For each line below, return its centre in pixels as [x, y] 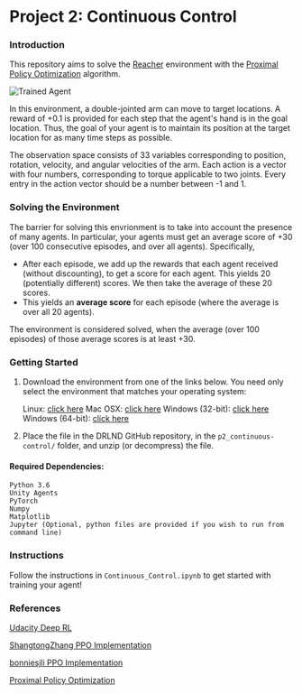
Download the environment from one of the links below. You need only [153, 382]
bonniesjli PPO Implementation [66, 662]
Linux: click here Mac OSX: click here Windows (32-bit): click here [146, 409]
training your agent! [46, 585]
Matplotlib [30, 517]
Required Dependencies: [57, 466]
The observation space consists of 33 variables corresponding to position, [148, 155]
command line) [36, 533]
